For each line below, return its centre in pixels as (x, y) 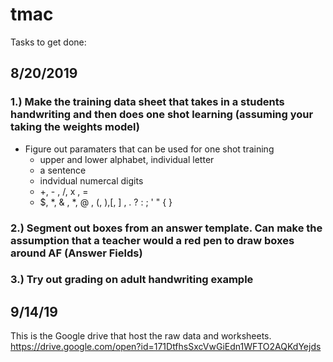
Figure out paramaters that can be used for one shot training (149, 149)
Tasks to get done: (48, 42)
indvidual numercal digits (91, 180)
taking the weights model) (75, 127)
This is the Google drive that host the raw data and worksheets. (141, 336)
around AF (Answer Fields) (76, 253)
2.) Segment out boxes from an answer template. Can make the (166, 228)
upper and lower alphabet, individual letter (127, 159)
